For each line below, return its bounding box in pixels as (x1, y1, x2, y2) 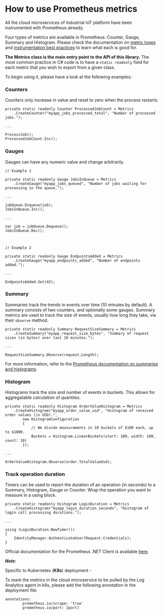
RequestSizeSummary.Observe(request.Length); (5, 352, 99, 357)
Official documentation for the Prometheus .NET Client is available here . (5, 549, 149, 554)
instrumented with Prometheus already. (5, 24, 84, 30)
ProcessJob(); (5, 132, 34, 137)
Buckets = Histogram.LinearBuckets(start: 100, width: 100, (31, 434, 156, 439)
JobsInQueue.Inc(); (5, 206, 45, 212)
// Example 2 (5, 245, 32, 250)
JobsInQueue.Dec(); (5, 228, 45, 233)
